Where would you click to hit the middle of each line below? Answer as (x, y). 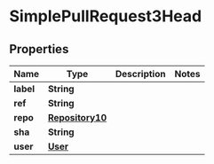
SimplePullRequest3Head (106, 16)
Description (140, 74)
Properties (39, 49)
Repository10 (77, 117)
